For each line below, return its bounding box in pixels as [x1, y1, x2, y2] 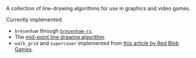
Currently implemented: [6, 16, 63, 23]
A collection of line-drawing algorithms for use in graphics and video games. [6, 5, 191, 12]
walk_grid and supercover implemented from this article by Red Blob [14, 40, 180, 46]
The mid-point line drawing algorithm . [14, 34, 106, 40]
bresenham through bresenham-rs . [14, 27, 94, 34]
